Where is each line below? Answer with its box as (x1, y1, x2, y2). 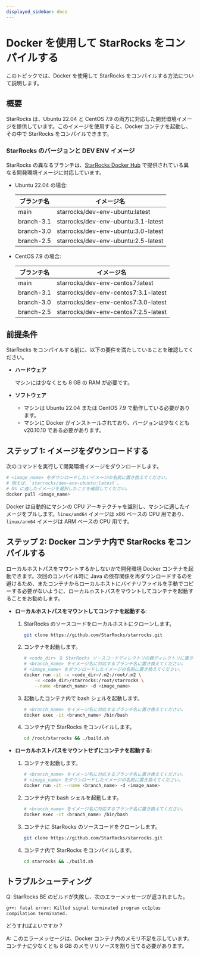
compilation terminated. (6, 911, 68, 917)
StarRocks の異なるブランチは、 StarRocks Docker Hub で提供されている (6, 161, 184, 169)
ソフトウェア (14, 391, 46, 399)
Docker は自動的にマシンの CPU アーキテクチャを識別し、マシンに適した (6, 503, 185, 510)
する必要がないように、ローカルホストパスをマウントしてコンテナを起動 (11, 587, 189, 595)
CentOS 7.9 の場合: (14, 253, 61, 260)
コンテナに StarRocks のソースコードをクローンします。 (23, 823, 161, 830)
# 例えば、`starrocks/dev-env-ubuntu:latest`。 (6, 480, 122, 486)
